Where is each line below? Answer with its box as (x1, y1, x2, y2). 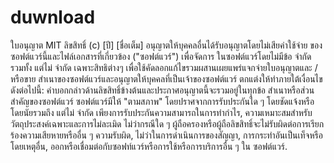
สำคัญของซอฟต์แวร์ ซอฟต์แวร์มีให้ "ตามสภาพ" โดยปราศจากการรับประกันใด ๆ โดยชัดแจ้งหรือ (10, 95, 315, 107)
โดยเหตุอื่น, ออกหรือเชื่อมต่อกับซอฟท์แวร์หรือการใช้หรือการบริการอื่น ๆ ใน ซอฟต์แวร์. (10, 140, 288, 152)
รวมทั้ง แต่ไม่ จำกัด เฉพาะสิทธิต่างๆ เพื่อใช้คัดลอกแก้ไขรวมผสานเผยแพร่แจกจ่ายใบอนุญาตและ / (10, 61, 318, 73)
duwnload (10, 6, 96, 29)
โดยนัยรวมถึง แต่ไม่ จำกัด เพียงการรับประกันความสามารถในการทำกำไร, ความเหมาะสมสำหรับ (10, 106, 313, 118)
